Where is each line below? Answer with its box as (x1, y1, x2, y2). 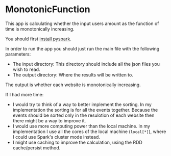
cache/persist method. (12, 144, 61, 151)
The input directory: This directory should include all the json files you (12, 61, 160, 67)
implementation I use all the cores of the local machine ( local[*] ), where (12, 128, 166, 135)
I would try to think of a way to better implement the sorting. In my (12, 101, 152, 108)
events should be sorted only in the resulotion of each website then (12, 112, 155, 118)
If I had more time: (5, 91, 44, 97)
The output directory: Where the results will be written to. (12, 71, 134, 77)
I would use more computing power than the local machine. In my (12, 123, 151, 129)
